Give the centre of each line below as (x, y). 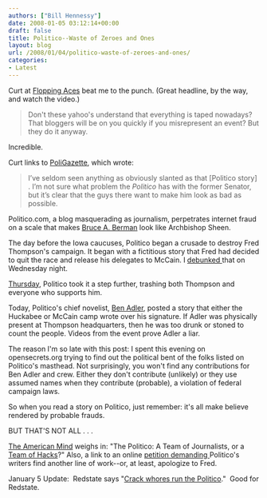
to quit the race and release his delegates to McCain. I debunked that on (127, 260)
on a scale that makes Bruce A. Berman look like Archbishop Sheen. (120, 227)
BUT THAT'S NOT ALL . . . (51, 430)
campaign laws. (34, 391)
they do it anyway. (58, 131)
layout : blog (30, 46)
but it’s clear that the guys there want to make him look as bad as (134, 195)
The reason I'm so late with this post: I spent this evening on (107, 349)
